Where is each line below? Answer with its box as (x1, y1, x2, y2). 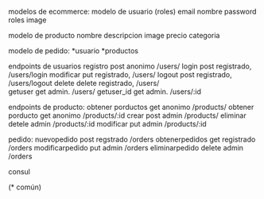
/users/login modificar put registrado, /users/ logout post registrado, (8, 70, 232, 79)
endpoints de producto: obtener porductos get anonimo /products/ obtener (8, 103, 254, 111)
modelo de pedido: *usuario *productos (8, 46, 139, 55)
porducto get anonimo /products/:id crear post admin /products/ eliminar (8, 111, 247, 120)
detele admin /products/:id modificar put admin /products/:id (8, 119, 207, 128)
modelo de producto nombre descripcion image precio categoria (8, 31, 220, 40)
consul (8, 167, 30, 176)
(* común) (8, 182, 42, 192)
